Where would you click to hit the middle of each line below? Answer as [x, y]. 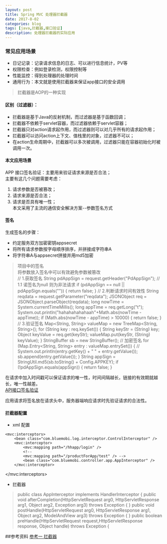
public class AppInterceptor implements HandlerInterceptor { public [87, 495]
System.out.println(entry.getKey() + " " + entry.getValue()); [78, 351]
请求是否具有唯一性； [34, 201]
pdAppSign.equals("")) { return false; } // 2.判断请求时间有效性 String [88, 291]
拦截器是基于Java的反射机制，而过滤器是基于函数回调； [70, 117]
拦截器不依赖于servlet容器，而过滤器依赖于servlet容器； [70, 123]
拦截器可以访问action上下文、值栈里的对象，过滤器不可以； [73, 136]
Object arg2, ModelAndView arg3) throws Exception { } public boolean [90, 516]
